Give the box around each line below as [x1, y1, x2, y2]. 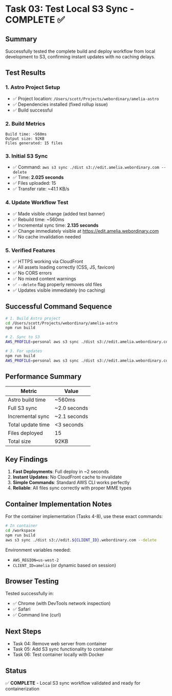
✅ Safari [12, 606, 31, 612]
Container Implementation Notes [5, 499, 112, 508]
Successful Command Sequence [5, 302, 112, 311]
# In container [5, 523, 38, 529]
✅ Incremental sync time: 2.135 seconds [12, 222, 99, 228]
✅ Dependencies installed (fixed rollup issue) [12, 101, 108, 107]
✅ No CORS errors [12, 270, 52, 276]
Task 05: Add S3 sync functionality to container [12, 646, 114, 652]
